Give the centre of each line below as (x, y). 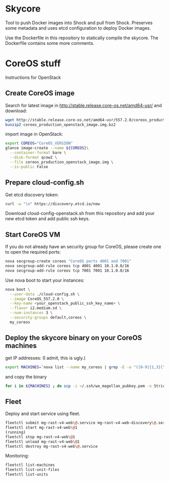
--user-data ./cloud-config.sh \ (45, 294)
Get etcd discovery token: (32, 195)
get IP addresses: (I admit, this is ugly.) (45, 358)
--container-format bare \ (38, 153)
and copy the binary (26, 377)
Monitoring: (17, 456)
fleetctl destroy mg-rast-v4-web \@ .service (52, 446)
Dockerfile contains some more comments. (50, 43)
